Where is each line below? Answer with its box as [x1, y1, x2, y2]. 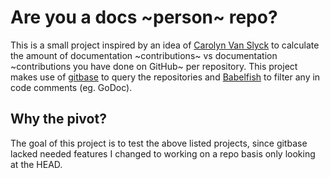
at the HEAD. [10, 158, 63, 170]
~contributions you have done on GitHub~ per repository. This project [10, 60, 298, 72]
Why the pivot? [10, 111, 107, 128]
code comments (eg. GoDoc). [10, 81, 133, 93]
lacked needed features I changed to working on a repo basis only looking [10, 147, 316, 160]
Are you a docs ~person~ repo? [10, 6, 278, 29]
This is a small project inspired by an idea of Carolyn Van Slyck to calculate [10, 39, 320, 51]
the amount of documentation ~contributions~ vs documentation [10, 49, 278, 61]
